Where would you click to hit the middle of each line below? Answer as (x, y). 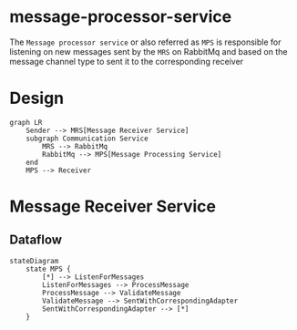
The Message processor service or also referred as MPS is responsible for (145, 42)
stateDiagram (34, 261)
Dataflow (36, 240)
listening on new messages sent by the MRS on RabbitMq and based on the (148, 51)
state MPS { (48, 269)
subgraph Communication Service (87, 139)
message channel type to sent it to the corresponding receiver (127, 61)
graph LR (26, 122)
